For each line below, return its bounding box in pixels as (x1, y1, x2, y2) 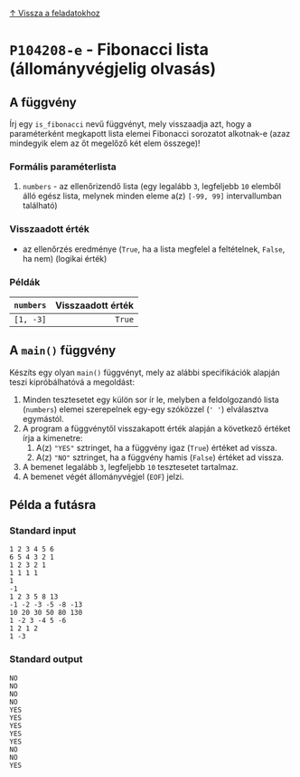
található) (22, 200, 58, 211)
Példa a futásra (9, 497, 97, 513)
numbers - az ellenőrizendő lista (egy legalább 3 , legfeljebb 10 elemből (22, 181, 282, 192)
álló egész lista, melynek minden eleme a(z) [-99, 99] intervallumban (22, 190, 282, 202)
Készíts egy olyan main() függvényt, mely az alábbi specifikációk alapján (9, 367, 280, 378)
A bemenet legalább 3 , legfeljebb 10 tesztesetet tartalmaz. (22, 461, 239, 472)
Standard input (9, 524, 77, 537)
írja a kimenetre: (22, 432, 83, 443)
